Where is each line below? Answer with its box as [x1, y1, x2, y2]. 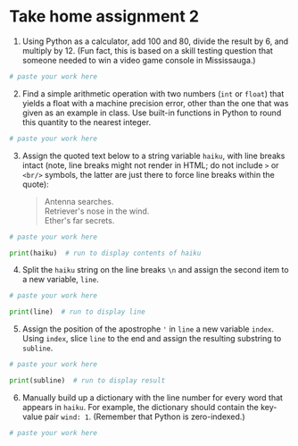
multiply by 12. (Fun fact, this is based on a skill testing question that [21, 45, 274, 55]
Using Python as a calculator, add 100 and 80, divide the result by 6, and [21, 36, 289, 46]
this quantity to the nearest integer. [21, 116, 152, 127]
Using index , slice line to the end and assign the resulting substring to [21, 333, 282, 344]
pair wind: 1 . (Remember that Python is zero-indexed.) [44, 411, 245, 422]
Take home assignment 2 [9, 6, 199, 27]
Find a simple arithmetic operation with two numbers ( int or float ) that [21, 88, 285, 99]
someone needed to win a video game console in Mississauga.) [21, 55, 256, 65]
